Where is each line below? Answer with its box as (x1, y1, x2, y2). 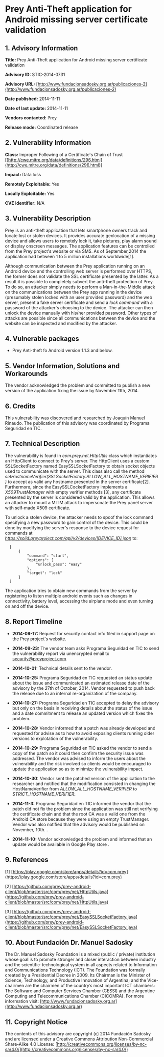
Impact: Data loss (5, 171, 41, 177)
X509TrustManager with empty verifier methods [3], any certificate (5, 489, 141, 495)
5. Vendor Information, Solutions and (5, 362, 120, 370)
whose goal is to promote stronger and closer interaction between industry (5, 956, 156, 963)
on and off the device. (5, 603, 50, 609)
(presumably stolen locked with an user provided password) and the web (5, 294, 153, 300)
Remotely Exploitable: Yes (5, 181, 60, 187)
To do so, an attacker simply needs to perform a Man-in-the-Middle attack (5, 284, 155, 290)
